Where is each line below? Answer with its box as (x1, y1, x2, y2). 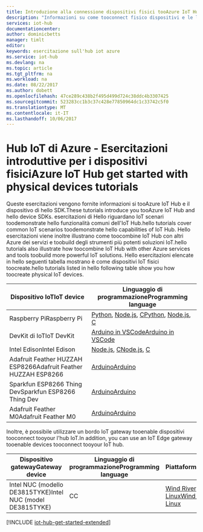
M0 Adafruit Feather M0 (9, 412, 76, 421)
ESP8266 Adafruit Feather (9, 363, 83, 371)
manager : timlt (6, 37, 45, 43)
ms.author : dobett (6, 88, 53, 94)
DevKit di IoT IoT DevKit (9, 332, 74, 340)
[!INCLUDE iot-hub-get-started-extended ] (6, 519, 111, 526)
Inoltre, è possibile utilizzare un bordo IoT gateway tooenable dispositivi (6, 428, 185, 435)
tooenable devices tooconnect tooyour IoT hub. (6, 441, 124, 448)
